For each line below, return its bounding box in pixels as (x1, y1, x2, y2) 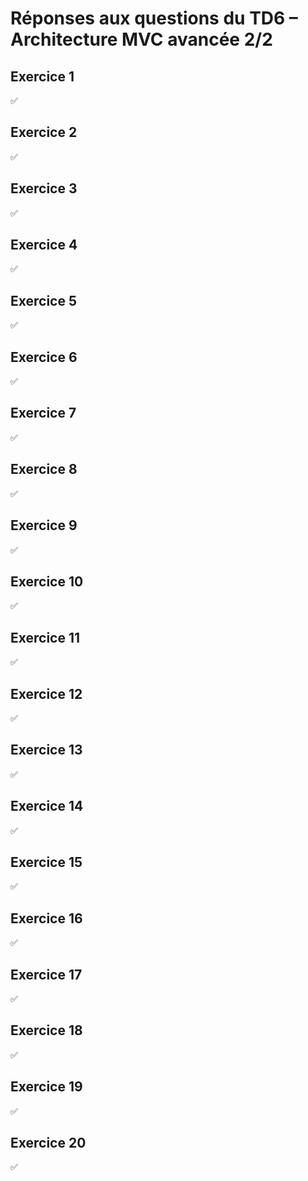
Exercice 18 (10, 1022, 83, 1039)
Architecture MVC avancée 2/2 (10, 28, 273, 51)
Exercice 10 (10, 573, 84, 590)
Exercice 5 (10, 292, 78, 309)
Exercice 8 (10, 461, 78, 478)
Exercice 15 (10, 853, 83, 871)
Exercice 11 (10, 629, 81, 646)
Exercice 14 (10, 798, 84, 815)
